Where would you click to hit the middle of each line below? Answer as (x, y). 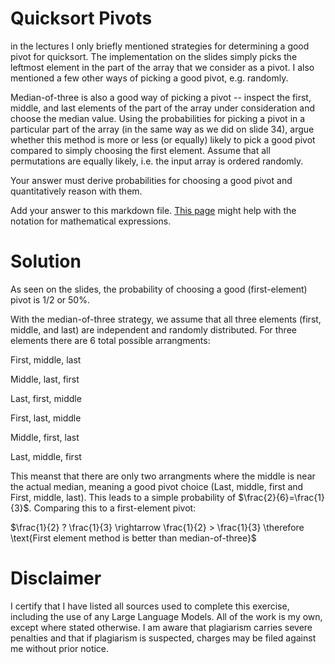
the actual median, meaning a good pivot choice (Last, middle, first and (157, 486)
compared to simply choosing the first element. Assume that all (140, 150)
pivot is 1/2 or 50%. (50, 299)
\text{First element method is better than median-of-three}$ (133, 538)
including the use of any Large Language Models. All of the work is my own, (166, 616)
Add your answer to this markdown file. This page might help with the (153, 210)
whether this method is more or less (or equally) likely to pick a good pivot (163, 139)
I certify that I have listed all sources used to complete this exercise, (150, 606)
